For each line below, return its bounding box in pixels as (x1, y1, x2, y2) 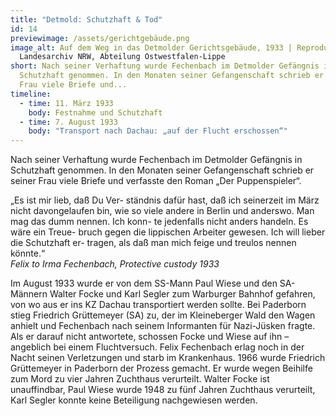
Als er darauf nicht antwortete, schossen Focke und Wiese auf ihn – (10, 331, 290, 343)
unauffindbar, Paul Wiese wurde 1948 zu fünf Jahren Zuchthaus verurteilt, (10, 384, 316, 396)
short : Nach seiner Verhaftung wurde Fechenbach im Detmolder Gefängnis (10, 61, 320, 71)
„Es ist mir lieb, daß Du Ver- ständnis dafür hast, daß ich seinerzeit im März (10, 194, 320, 206)
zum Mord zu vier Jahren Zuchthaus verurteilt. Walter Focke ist (10, 373, 270, 385)
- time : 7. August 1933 (19, 117, 118, 127)
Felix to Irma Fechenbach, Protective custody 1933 (10, 258, 220, 270)
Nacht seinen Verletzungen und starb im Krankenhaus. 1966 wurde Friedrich (10, 352, 326, 364)
